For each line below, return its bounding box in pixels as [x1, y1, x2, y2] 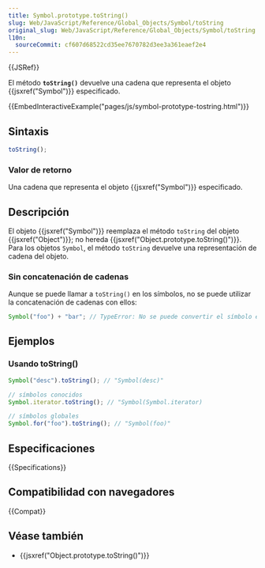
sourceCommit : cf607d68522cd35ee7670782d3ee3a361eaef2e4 [15, 41, 207, 49]
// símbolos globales [8, 412, 80, 420]
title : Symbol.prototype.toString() [8, 11, 129, 20]
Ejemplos [8, 335, 55, 348]
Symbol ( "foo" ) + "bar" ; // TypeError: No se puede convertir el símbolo [8, 313, 252, 321]
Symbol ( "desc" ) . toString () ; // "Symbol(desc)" [8, 377, 164, 384]
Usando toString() [8, 358, 79, 369]
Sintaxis [8, 124, 50, 138]
